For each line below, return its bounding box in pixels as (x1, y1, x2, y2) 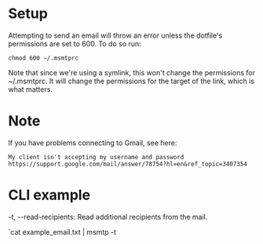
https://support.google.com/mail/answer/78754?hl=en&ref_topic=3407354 (8, 160, 247, 168)
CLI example (8, 186, 91, 204)
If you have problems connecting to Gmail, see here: (8, 138, 177, 147)
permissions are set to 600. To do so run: (8, 38, 141, 48)
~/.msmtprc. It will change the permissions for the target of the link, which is (8, 76, 255, 86)
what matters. (8, 84, 53, 94)
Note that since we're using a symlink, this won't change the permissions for (8, 67, 255, 77)
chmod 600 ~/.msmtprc (8, 54, 79, 62)
